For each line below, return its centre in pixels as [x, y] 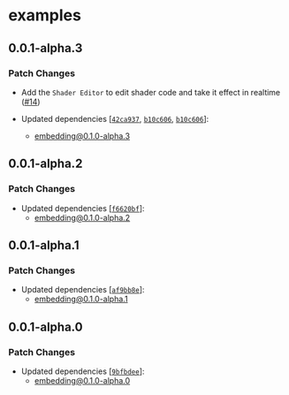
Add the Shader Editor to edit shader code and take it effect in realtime [151, 92]
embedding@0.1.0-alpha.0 [82, 380]
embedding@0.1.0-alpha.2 [82, 217]
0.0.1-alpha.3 [46, 48]
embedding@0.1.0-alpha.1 [81, 299]
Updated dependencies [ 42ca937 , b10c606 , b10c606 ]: [115, 118]
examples [45, 15]
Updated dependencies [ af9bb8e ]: [83, 290]
